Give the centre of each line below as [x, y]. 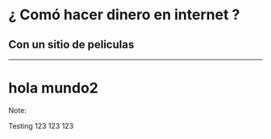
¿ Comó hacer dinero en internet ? [124, 15]
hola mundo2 [53, 88]
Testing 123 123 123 [41, 125]
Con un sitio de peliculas [71, 45]
